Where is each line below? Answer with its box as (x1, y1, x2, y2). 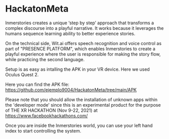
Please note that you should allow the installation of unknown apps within (5, 97, 158, 103)
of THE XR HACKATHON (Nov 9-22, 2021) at (5, 107, 98, 113)
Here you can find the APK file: (5, 81, 70, 87)
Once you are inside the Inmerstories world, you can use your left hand (5, 122, 153, 128)
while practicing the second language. (5, 56, 85, 62)
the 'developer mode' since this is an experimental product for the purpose (5, 102, 161, 108)
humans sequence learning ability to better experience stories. (5, 30, 136, 36)
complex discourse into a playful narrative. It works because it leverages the (5, 25, 164, 31)
